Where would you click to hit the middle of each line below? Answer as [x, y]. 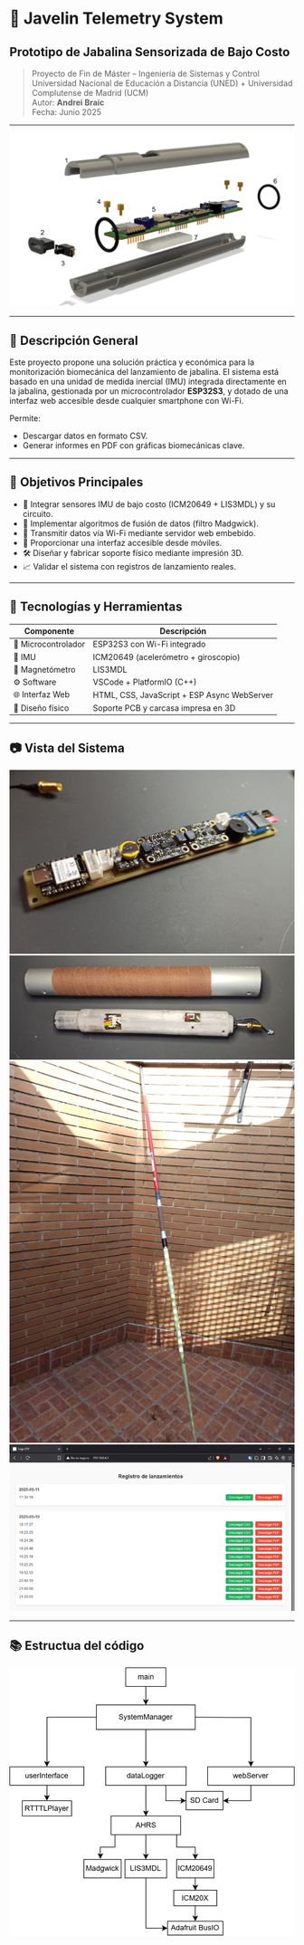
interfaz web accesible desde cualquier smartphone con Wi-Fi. [127, 400]
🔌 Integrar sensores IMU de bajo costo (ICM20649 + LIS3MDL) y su [149, 504]
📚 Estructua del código [77, 1646]
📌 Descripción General [74, 340]
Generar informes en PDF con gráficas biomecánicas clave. [133, 445]
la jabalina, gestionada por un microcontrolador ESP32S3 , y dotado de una [149, 391]
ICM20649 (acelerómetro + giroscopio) [166, 656]
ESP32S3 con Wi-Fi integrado [149, 644]
